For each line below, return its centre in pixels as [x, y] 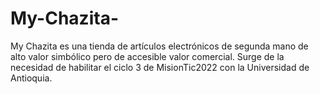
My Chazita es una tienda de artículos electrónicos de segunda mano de [159, 46]
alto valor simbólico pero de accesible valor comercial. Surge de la [147, 56]
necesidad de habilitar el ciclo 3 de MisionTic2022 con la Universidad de [160, 67]
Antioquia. [31, 78]
